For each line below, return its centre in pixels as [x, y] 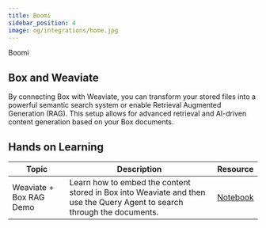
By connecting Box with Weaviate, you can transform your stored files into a [132, 97]
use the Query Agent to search [126, 202]
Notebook [236, 197]
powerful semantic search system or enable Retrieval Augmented [115, 105]
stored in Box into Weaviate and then [137, 192]
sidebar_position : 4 [42, 23]
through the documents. [114, 212]
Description [139, 169]
